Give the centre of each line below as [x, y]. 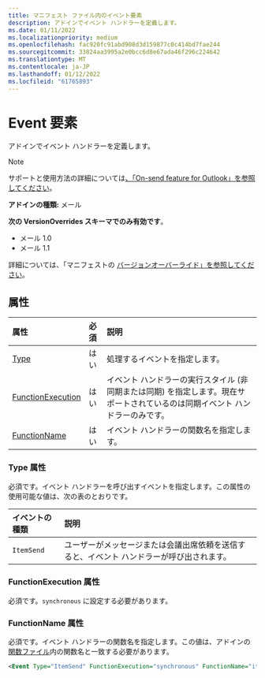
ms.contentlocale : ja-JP [49, 67]
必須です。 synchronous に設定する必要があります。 [90, 601]
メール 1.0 [35, 238]
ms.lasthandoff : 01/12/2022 [54, 74]
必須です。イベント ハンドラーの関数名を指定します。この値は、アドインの [129, 642]
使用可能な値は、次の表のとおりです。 [70, 496]
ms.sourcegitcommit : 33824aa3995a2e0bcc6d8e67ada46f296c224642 [114, 52]
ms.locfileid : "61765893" [50, 81]
